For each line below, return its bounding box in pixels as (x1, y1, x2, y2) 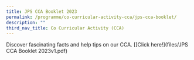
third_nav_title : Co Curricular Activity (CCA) (6, 25, 125, 31)
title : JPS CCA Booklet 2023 (6, 8, 77, 15)
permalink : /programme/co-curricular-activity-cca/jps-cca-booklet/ (6, 14, 177, 20)
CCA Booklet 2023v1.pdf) (6, 48, 68, 55)
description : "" (6, 19, 46, 25)
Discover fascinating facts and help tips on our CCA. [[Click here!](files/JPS (6, 41, 189, 48)
